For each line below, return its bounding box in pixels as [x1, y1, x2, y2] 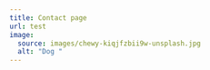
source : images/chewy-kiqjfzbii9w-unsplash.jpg [17, 38, 202, 48]
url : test [9, 22, 47, 31]
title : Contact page [9, 13, 88, 23]
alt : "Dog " [17, 47, 64, 56]
